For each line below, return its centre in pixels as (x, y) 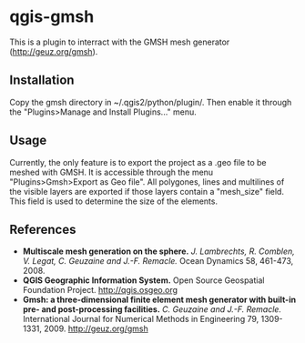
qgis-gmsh (52, 17)
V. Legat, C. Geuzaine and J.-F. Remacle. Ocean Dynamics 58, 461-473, (158, 261)
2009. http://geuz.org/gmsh (96, 328)
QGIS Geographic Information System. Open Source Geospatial (143, 280)
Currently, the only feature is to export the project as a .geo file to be (138, 162)
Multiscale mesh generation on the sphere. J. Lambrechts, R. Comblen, (159, 251)
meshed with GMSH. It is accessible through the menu (112, 172)
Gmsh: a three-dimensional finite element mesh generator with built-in (159, 300)
